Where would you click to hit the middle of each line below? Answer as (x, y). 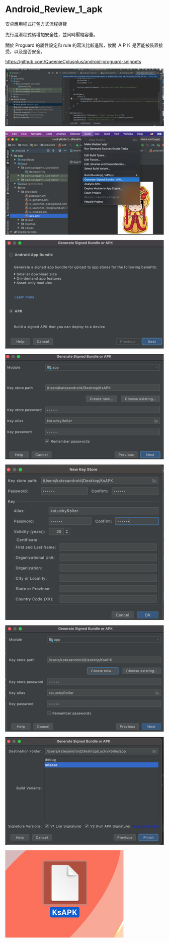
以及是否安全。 (29, 51)
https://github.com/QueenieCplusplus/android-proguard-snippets (73, 61)
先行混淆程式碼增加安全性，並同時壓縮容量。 (52, 34)
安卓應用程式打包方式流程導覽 (36, 24)
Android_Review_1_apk (54, 9)
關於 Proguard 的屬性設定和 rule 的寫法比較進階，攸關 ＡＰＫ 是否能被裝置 (82, 45)
